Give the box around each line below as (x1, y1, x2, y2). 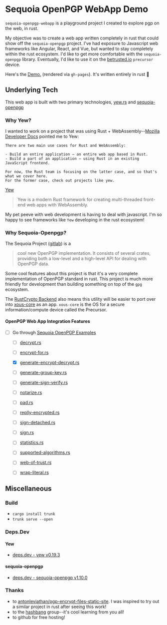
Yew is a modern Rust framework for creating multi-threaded (17, 196, 143, 203)
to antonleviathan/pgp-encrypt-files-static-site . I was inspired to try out (12, 598, 160, 604)
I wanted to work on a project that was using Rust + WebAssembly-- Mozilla (5, 128, 160, 134)
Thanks (5, 587, 24, 594)
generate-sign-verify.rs (19, 379, 68, 385)
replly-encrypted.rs (19, 410, 60, 416)
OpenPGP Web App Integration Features (5, 318, 91, 324)
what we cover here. (5, 174, 48, 179)
